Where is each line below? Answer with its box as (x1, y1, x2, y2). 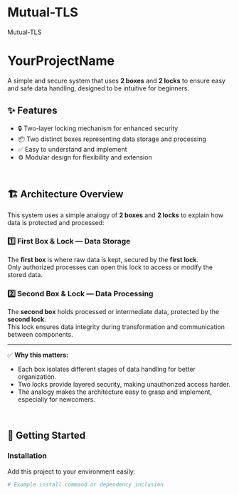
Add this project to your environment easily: (7, 467, 136, 476)
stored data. (7, 270, 43, 278)
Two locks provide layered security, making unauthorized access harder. (17, 380, 231, 389)
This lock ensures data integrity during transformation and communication (7, 323, 225, 331)
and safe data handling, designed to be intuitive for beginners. (7, 83, 190, 93)
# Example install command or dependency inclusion (7, 481, 164, 488)
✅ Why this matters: (7, 350, 69, 360)
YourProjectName (7, 53, 115, 69)
